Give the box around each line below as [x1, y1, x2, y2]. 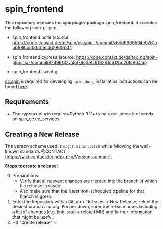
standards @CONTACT [19, 148, 66, 154]
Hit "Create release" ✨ [12, 219, 58, 225]
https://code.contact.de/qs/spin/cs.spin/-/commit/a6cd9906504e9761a [12, 39, 157, 45]
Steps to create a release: [5, 163, 58, 169]
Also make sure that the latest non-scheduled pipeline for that [19, 188, 144, 194]
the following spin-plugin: [5, 24, 57, 30]
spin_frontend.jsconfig [12, 69, 58, 74]
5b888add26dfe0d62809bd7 [12, 45, 72, 50]
